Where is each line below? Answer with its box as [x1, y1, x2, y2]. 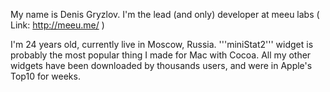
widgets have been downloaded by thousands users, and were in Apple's [10, 60, 313, 71]
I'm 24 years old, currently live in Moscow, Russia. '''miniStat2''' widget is [10, 39, 314, 50]
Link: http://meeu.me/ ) [10, 19, 105, 31]
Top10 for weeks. [10, 70, 81, 82]
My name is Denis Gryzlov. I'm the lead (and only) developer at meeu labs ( [10, 9, 320, 20]
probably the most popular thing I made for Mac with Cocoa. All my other [10, 49, 312, 61]
